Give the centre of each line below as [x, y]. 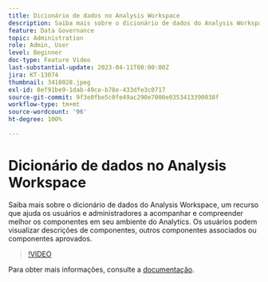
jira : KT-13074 [33, 75]
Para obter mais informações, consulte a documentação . [102, 269]
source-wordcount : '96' [48, 112]
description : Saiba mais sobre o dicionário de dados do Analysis [121, 23]
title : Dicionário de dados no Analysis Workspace [94, 16]
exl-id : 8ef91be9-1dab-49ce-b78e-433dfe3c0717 [87, 90]
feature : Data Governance [51, 30]
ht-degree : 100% [35, 119]
